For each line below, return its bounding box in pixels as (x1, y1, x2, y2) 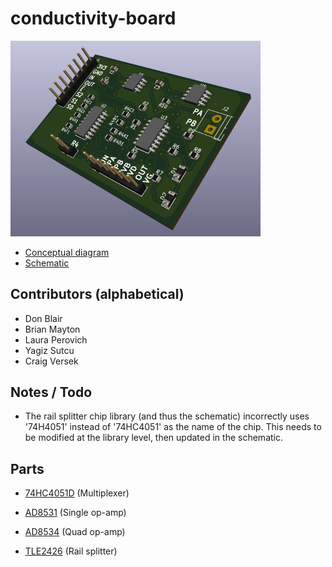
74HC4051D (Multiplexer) (24, 487, 130, 499)
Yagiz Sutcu (24, 344, 75, 356)
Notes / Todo (10, 383, 93, 401)
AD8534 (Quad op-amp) (24, 526, 126, 538)
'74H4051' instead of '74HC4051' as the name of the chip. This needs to (24, 421, 322, 433)
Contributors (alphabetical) (10, 286, 185, 303)
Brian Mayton (24, 323, 81, 335)
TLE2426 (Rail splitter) (24, 545, 118, 557)
